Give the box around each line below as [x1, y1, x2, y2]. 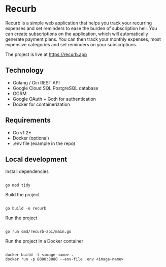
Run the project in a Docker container [5, 238, 84, 244]
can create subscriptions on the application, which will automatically [5, 31, 148, 37]
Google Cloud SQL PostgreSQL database [12, 85, 98, 91]
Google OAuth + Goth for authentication [12, 96, 96, 102]
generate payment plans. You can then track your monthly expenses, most [5, 36, 161, 42]
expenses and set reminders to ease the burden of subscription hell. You [5, 25, 157, 31]
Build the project [5, 192, 40, 198]
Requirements [5, 116, 51, 125]
